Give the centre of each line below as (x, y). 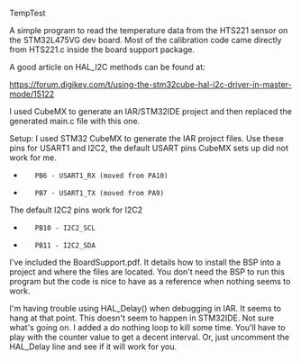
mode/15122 (32, 94)
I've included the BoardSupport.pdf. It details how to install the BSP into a (145, 262)
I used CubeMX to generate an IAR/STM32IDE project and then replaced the (151, 111)
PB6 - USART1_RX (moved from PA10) (101, 176)
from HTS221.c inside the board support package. (102, 50)
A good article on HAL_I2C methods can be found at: (107, 67)
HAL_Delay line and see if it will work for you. (93, 347)
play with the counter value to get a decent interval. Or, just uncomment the (150, 337)
